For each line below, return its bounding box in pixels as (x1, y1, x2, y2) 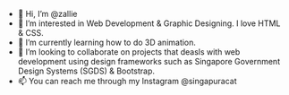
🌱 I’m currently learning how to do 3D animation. (17, 37, 197, 47)
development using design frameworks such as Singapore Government (17, 56, 280, 66)
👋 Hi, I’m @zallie (17, 9, 78, 19)
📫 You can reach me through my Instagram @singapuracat (17, 76, 237, 86)
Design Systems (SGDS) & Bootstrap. (17, 65, 155, 76)
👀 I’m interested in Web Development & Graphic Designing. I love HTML (17, 18, 281, 29)
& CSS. (17, 28, 44, 38)
